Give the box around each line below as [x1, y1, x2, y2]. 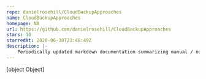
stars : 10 [6, 32, 32, 38]
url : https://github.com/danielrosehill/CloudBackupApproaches [6, 26, 172, 32]
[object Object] [6, 66, 45, 73]
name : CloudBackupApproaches [6, 15, 81, 21]
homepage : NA [6, 20, 40, 26]
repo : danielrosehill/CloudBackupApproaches [6, 9, 122, 15]
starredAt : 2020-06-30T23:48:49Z [6, 37, 92, 43]
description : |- [6, 43, 48, 50]
